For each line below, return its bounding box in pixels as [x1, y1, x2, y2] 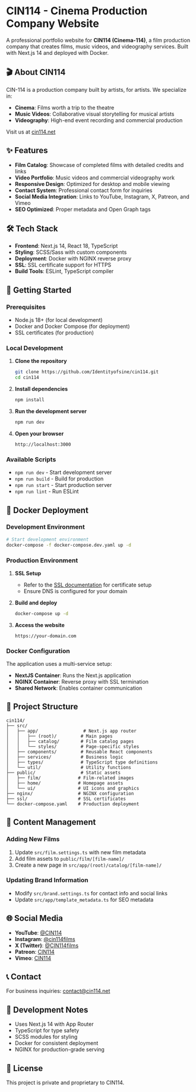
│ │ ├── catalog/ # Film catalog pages [6, 738, 134, 744]
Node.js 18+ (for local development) [14, 317, 103, 324]
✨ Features [6, 145, 48, 156]
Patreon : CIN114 [14, 948, 55, 955]
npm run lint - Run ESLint [14, 488, 79, 495]
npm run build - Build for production [14, 475, 104, 482]
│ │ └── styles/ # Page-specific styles [6, 743, 140, 749]
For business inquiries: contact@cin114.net [6, 988, 110, 995]
